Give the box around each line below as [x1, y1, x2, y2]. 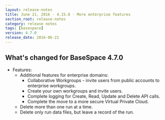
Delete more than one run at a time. [19, 104, 93, 110]
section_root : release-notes [5, 16, 66, 21]
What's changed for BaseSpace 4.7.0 [5, 53, 123, 62]
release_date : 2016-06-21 [5, 35, 59, 40]
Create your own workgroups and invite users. [27, 88, 123, 94]
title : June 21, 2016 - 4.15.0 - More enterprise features [5, 12, 131, 17]
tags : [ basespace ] [5, 26, 43, 31]
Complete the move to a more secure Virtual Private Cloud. [27, 98, 149, 105]
